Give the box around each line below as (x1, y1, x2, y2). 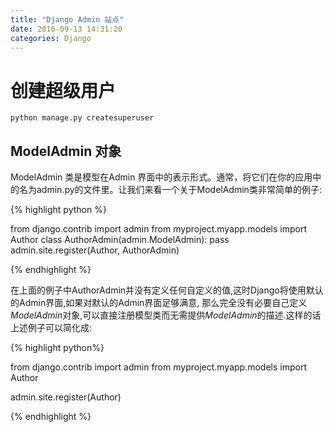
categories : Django (10, 33, 92, 43)
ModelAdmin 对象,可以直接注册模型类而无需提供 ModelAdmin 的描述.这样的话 (10, 309, 322, 321)
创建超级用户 (10, 79, 117, 102)
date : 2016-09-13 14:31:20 (10, 24, 123, 34)
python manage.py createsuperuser (10, 113, 155, 123)
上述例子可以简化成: (10, 322, 93, 334)
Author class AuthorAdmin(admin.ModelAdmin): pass (10, 234, 230, 246)
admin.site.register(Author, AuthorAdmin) (10, 244, 180, 256)
